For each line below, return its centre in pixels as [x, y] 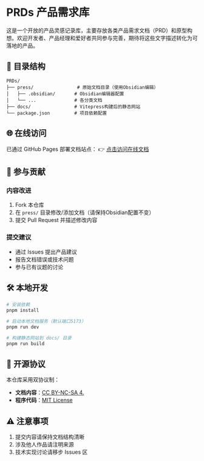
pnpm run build [25, 343]
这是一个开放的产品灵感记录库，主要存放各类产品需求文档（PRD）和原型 [97, 30]
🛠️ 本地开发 [27, 288]
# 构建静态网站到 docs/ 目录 [39, 338]
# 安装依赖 [18, 305]
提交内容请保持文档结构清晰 [50, 437]
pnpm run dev [23, 327]
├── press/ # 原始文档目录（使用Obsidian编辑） [83, 87]
